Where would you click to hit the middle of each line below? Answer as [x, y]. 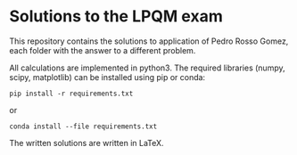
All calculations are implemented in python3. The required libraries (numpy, [147, 68]
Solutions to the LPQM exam [116, 16]
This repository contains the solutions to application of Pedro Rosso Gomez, [149, 41]
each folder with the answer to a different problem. [103, 50]
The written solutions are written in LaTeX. [87, 143]
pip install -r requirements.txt [71, 94]
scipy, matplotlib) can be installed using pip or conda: [107, 77]
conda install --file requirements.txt [83, 126]
